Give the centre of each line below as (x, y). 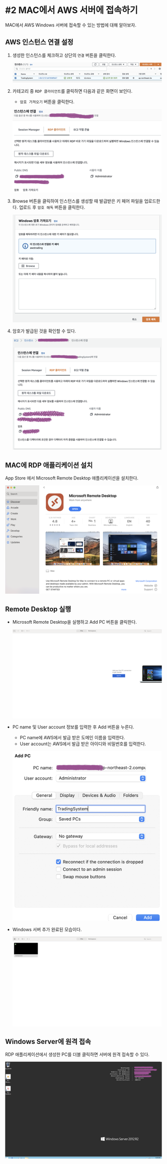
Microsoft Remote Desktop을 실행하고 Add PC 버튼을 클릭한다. (75, 622)
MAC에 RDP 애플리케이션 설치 (49, 465)
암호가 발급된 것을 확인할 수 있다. (44, 331)
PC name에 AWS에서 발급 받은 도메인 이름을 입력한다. (72, 738)
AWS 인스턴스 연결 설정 (39, 42)
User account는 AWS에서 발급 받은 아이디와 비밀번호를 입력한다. (83, 744)
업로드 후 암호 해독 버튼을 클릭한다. (52, 207)
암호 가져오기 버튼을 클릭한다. (47, 101)
